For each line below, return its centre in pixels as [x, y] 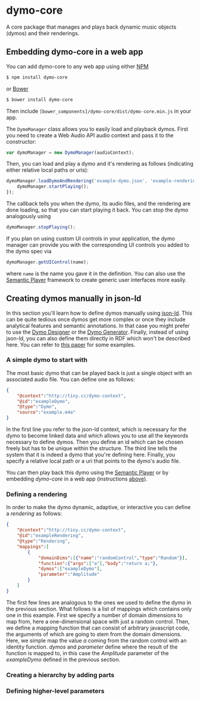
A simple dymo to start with [47, 360]
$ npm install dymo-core [37, 77]
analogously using [29, 216]
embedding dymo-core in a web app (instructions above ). [77, 479]
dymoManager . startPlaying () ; [53, 187]
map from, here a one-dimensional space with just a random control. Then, [98, 621]
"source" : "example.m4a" [46, 412]
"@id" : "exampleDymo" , [43, 401]
